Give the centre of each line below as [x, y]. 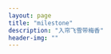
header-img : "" [34, 38]
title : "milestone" [41, 23]
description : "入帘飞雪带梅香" [56, 30]
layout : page [30, 15]
